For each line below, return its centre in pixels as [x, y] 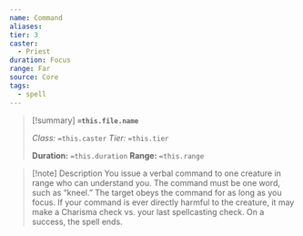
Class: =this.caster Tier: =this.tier [100, 138]
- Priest [34, 52]
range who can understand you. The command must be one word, [156, 182]
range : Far [30, 69]
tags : [20, 86]
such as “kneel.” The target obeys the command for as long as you [157, 192]
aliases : [26, 26]
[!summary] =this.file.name [85, 120]
